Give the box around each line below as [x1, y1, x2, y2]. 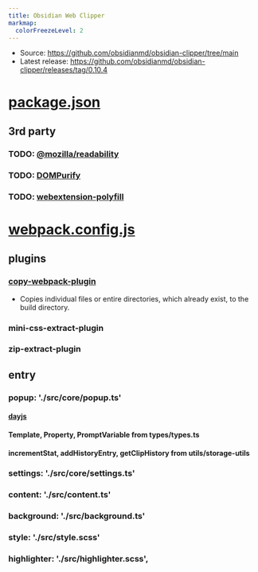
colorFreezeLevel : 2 [15, 26, 84, 34]
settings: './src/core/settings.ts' [8, 468, 135, 479]
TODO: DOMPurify [8, 169, 81, 181]
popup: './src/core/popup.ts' [8, 391, 122, 403]
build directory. [19, 302, 70, 312]
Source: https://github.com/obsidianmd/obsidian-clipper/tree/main [19, 49, 239, 58]
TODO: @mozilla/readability [8, 148, 119, 159]
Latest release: [19, 56, 69, 66]
